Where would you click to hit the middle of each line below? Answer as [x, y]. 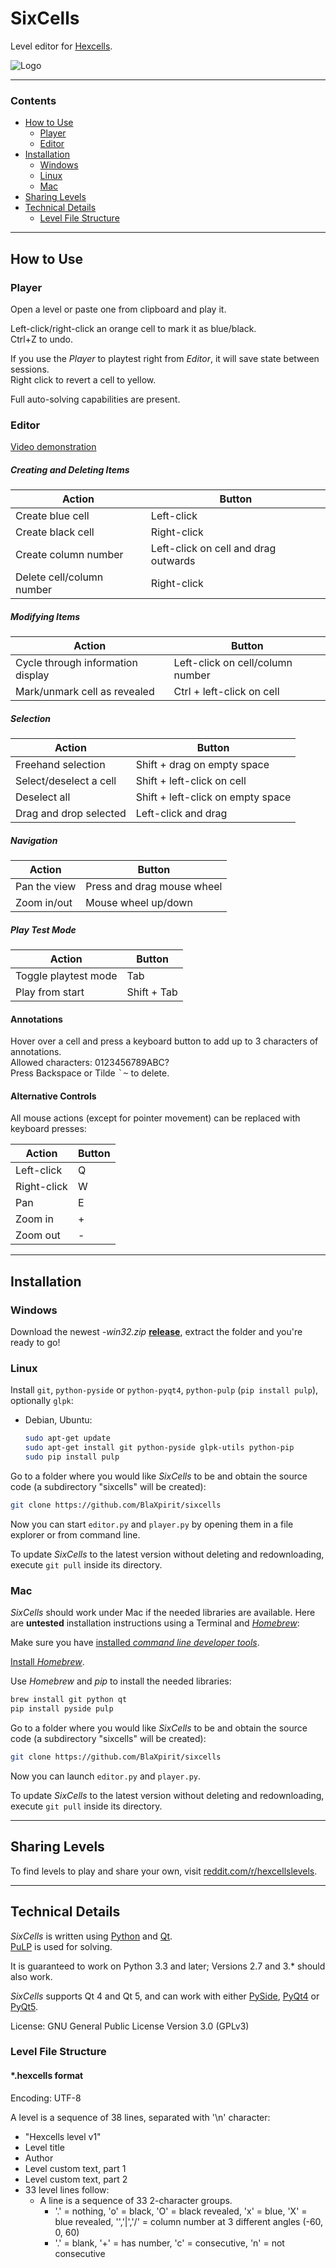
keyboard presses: [48, 1129]
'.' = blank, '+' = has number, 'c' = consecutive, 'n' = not [169, 2243]
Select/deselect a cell [66, 781]
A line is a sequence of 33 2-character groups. [136, 2200]
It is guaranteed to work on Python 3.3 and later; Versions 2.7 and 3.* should [168, 1966]
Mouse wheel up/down [139, 903]
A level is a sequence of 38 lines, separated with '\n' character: [140, 2117]
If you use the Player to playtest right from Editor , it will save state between [165, 358]
